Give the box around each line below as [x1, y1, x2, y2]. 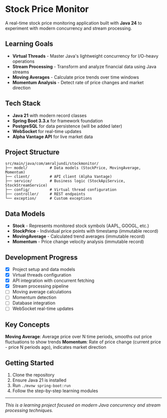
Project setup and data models [12, 267, 76, 272]
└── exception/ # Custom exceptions [5, 196, 92, 201]
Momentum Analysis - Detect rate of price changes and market [12, 79, 144, 85]
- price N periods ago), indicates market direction [5, 344, 106, 350]
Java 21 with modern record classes [12, 112, 87, 118]
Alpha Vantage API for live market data [12, 134, 93, 139]
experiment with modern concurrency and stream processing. [5, 25, 132, 31]
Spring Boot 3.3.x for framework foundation [12, 118, 103, 124]
